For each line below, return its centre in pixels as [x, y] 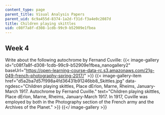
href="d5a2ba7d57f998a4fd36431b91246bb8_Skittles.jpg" [65, 81]
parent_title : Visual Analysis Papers [45, 14]
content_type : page [25, 10]
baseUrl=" [16, 70]
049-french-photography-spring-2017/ [45, 76]
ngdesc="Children [24, 86]
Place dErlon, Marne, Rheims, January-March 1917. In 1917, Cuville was [76, 96]
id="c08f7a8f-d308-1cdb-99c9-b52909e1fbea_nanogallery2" [68, 65]
